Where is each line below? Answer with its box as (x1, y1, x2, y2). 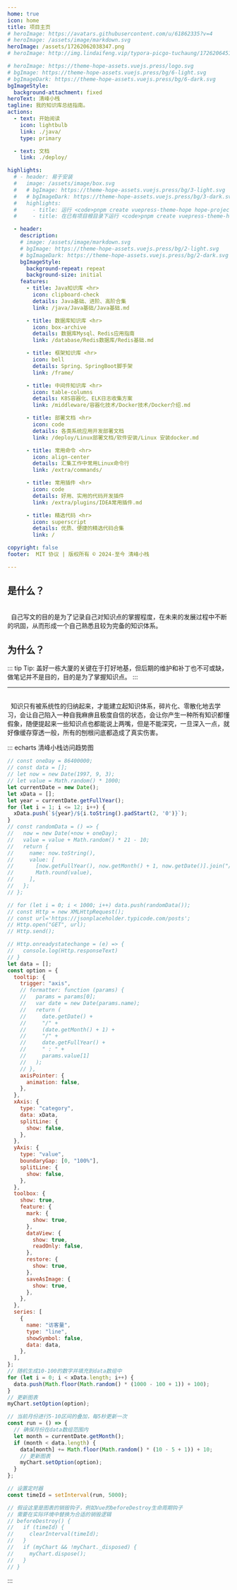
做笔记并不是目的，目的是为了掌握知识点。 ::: (7, 672, 139, 682)
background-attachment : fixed (13, 89, 102, 96)
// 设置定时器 (7, 1485, 44, 1492)
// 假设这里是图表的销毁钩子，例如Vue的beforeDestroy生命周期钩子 (7, 1504, 183, 1512)
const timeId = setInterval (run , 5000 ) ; (7, 1491, 128, 1498)
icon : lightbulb (20, 121, 68, 129)
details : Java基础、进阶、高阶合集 (32, 297, 127, 304)
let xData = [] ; (7, 790, 55, 797)
